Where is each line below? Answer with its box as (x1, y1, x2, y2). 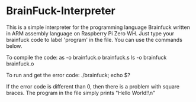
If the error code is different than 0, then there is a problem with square (6, 83, 179, 90)
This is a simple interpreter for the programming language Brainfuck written (6, 24, 191, 31)
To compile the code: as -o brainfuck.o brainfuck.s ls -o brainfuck (6, 54, 167, 61)
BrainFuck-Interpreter (6, 4, 115, 18)
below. (6, 42, 23, 50)
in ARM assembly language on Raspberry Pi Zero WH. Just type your (6, 29, 175, 37)
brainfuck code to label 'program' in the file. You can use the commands (6, 36, 182, 43)
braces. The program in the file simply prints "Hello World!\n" (6, 89, 156, 96)
